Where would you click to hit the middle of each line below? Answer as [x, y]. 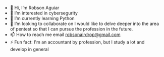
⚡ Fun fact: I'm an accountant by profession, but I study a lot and [77, 42]
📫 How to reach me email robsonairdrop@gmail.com [65, 34]
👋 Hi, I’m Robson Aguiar [35, 8]
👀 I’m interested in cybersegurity [44, 13]
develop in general [29, 49]
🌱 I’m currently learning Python [42, 18]
